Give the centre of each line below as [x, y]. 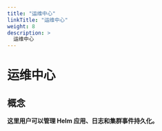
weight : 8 [21, 26]
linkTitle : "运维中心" [38, 20]
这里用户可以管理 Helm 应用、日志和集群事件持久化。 [83, 121]
